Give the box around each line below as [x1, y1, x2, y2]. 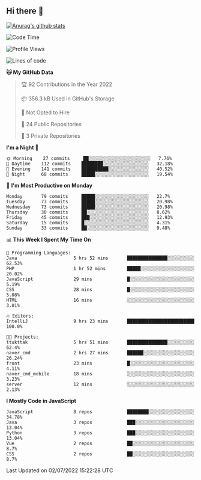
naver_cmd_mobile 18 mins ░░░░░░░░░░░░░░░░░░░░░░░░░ [6, 371, 195, 377]
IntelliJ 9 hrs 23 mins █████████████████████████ [6, 318, 195, 324]
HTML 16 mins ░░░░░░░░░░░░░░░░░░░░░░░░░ [6, 297, 195, 303]
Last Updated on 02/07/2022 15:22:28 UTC [6, 467, 113, 474]
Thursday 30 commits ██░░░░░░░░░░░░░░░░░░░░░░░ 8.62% [6, 209, 170, 215]
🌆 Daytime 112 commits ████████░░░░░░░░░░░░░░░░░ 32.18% [6, 161, 173, 167]
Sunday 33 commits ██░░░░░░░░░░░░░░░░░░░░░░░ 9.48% [6, 225, 170, 231]
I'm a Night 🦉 [6, 144, 39, 151]
